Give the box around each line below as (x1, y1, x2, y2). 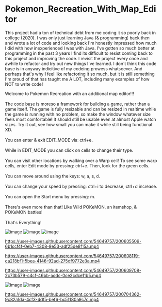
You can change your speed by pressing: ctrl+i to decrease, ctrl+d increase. (5, 183, 158, 189)
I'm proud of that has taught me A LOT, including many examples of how (5, 76, 150, 82)
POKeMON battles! (5, 209, 43, 215)
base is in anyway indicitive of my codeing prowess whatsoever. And (5, 65, 143, 71)
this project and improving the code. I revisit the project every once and (5, 55, 148, 61)
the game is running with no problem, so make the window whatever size (5, 111, 151, 117)
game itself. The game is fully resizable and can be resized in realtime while (5, 106, 156, 112)
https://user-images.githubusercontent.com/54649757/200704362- (5, 291, 142, 297)
